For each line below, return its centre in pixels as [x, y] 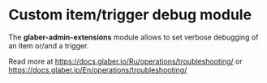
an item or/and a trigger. [49, 45]
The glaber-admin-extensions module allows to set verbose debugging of [133, 37]
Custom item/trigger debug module [130, 15]
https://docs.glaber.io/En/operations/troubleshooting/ [98, 69]
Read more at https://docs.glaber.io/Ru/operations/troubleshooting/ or [125, 61]
